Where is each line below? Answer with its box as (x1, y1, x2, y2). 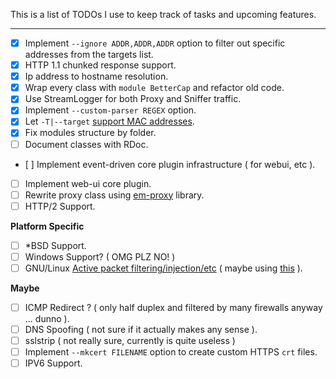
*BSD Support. (24, 239, 87, 251)
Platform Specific (10, 220, 85, 232)
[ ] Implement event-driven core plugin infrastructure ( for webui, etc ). (24, 158, 316, 170)
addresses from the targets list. (24, 49, 154, 61)
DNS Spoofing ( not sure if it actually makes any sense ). (24, 324, 258, 335)
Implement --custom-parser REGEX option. (24, 104, 197, 116)
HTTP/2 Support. (24, 200, 96, 212)
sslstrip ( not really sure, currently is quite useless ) (24, 335, 236, 347)
